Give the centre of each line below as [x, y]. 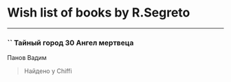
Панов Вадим [27, 58]
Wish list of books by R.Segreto [99, 13]
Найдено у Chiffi [48, 71]
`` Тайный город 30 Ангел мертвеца [70, 43]
